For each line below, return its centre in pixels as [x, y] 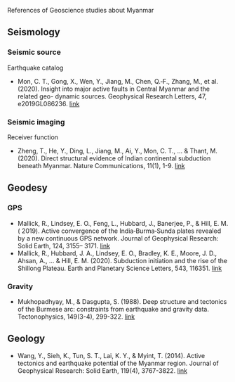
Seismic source [34, 52]
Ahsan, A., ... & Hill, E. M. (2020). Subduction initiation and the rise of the [122, 260]
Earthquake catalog [35, 68]
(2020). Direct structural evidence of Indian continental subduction [114, 158]
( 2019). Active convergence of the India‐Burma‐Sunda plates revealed [119, 231]
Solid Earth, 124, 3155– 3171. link [64, 246]
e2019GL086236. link [48, 103]
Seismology [34, 32]
